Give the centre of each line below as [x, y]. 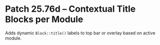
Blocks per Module [44, 19]
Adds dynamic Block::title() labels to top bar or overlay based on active [80, 33]
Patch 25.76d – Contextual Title [70, 9]
